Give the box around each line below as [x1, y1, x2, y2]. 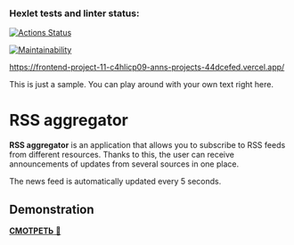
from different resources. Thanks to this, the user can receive [9, 150, 234, 160]
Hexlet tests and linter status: [9, 7, 140, 20]
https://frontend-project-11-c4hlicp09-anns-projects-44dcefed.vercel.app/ [9, 61, 285, 73]
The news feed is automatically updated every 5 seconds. [9, 176, 222, 187]
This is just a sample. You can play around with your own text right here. [9, 79, 274, 90]
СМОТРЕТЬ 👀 [9, 225, 61, 236]
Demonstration [9, 201, 95, 216]
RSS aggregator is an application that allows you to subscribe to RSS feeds [9, 140, 286, 151]
